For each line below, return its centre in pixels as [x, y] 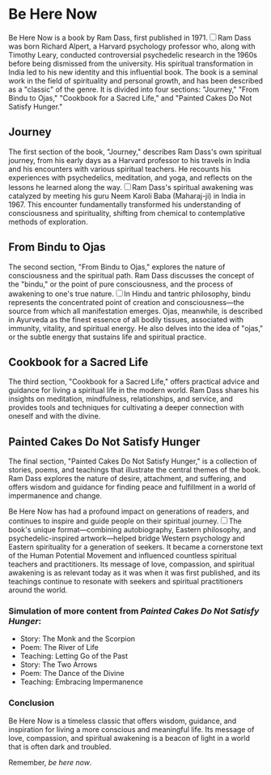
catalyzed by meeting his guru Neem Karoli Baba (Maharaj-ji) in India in [127, 196]
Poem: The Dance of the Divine [72, 674]
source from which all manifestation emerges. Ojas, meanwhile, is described [135, 311]
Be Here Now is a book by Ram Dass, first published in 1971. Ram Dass [130, 37]
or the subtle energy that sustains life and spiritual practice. [108, 337]
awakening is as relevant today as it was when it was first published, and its [134, 573]
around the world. [38, 590]
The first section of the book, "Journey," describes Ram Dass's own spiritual [135, 152]
